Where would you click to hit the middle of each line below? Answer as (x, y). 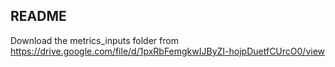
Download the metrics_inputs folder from (94, 40)
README (38, 16)
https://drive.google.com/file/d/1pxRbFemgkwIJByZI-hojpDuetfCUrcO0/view (168, 51)
